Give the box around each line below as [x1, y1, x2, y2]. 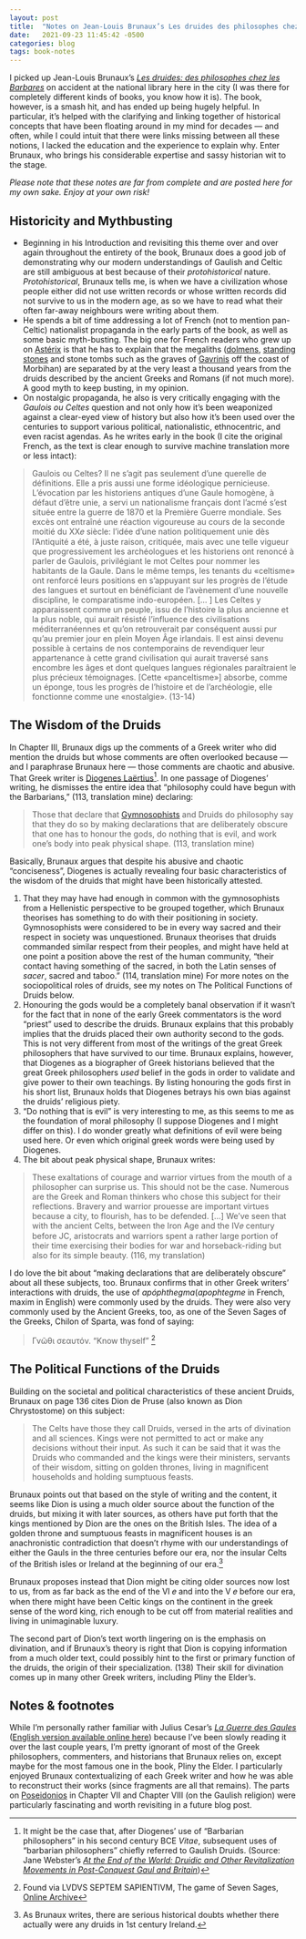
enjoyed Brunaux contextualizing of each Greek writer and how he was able [9, 1770, 294, 1781]
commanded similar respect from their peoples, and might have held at [22, 941, 289, 952]
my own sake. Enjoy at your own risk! [9, 187, 150, 198]
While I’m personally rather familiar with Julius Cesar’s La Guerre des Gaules [9, 1722, 297, 1733]
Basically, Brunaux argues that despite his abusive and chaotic [9, 856, 244, 867]
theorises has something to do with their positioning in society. [22, 912, 259, 923]
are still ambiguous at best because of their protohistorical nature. [22, 266, 271, 277]
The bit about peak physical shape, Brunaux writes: [22, 1154, 216, 1165]
